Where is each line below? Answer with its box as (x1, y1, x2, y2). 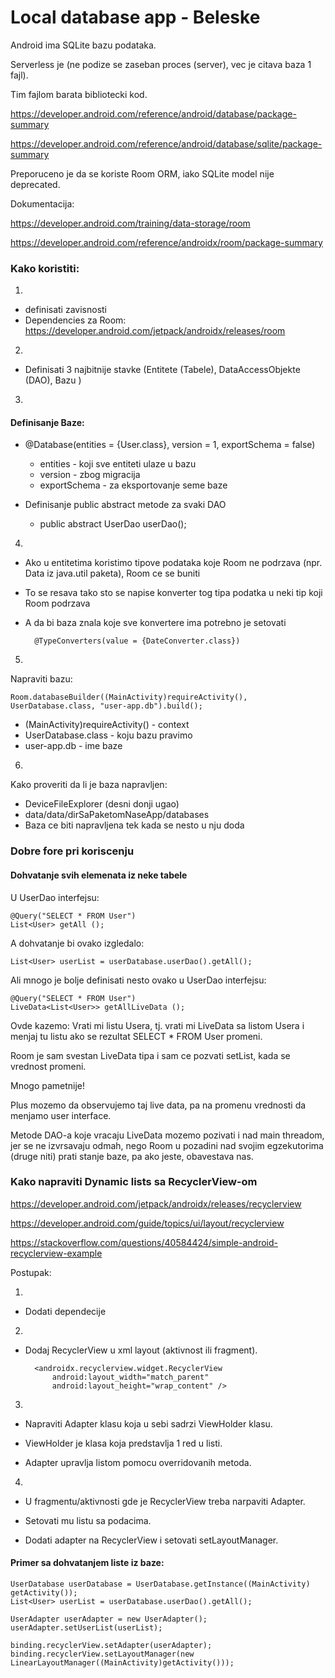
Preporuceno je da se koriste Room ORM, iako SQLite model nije (10, 167, 275, 180)
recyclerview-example (10, 1247, 103, 1259)
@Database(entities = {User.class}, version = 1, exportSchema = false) (24, 439, 316, 451)
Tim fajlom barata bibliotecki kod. (10, 88, 148, 100)
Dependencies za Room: (24, 314, 127, 326)
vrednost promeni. (10, 1060, 87, 1072)
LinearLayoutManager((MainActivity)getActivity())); (10, 1658, 235, 1668)
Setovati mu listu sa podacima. (24, 1514, 152, 1526)
